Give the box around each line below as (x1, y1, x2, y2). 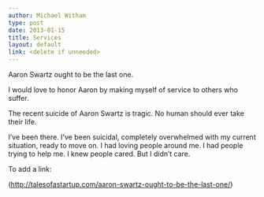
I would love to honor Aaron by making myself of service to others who (8, 85, 239, 95)
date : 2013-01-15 (8, 26, 65, 34)
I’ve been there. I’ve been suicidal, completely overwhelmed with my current (8, 132, 256, 142)
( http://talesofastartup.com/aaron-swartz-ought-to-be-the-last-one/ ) (8, 180, 233, 189)
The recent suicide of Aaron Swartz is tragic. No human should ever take (8, 109, 244, 118)
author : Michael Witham (8, 11, 87, 20)
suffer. (8, 94, 29, 102)
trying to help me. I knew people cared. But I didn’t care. (8, 149, 191, 158)
